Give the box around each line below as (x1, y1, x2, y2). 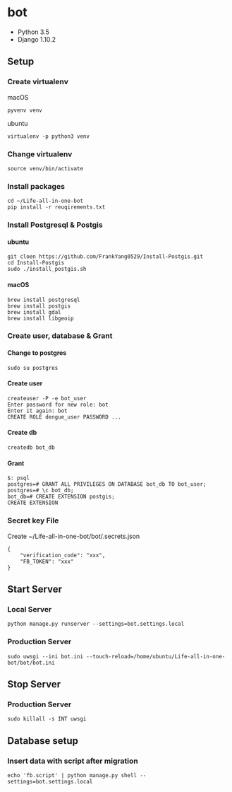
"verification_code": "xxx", (20, 552, 106, 559)
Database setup (7, 735, 79, 747)
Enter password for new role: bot (7, 401, 109, 408)
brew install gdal (7, 308, 61, 315)
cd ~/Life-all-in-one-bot (7, 197, 83, 205)
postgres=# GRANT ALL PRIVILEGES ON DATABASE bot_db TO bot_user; (7, 481, 207, 488)
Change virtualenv (7, 149, 73, 159)
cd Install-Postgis (7, 260, 65, 267)
